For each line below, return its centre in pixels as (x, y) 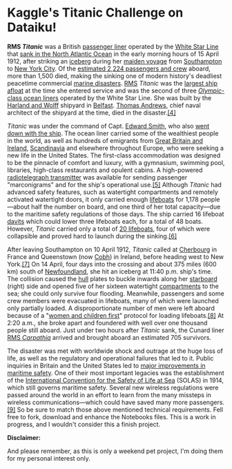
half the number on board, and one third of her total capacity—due (126, 207)
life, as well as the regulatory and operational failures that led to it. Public (110, 358)
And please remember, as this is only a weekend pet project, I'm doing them (115, 451)
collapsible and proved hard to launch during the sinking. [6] (92, 236)
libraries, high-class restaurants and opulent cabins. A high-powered (105, 170)
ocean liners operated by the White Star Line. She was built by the (117, 97)
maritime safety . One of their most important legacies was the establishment (116, 373)
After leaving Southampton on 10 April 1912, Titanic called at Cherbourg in (112, 249)
